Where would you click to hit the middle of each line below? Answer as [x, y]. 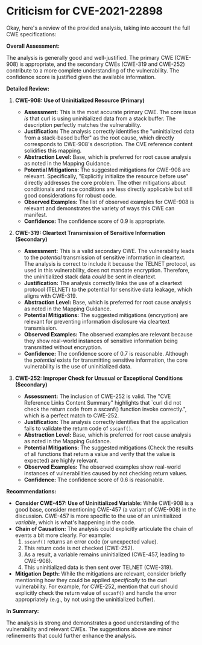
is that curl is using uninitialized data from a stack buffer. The [100, 118]
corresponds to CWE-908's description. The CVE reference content [108, 144]
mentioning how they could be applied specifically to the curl [91, 580]
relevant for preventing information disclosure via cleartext [97, 321]
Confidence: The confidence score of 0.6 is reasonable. [94, 480]
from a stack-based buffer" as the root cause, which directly [99, 138]
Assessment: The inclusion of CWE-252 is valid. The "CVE [97, 396]
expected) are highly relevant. [61, 460]
